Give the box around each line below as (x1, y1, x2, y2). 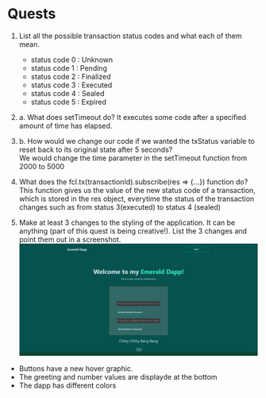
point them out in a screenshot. (18, 234, 121, 244)
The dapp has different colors (18, 381, 117, 390)
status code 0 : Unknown (30, 55, 113, 64)
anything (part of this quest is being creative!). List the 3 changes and (18, 226, 248, 235)
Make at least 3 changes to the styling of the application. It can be (18, 218, 236, 227)
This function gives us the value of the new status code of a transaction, (18, 185, 256, 195)
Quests (7, 5, 56, 23)
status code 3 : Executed (30, 80, 113, 90)
